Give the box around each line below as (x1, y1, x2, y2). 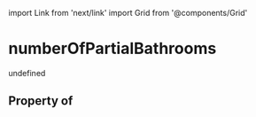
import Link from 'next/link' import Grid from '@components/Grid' (8, 8, 248, 18)
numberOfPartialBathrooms (8, 39, 217, 58)
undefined (8, 67, 46, 78)
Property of (8, 93, 74, 109)
